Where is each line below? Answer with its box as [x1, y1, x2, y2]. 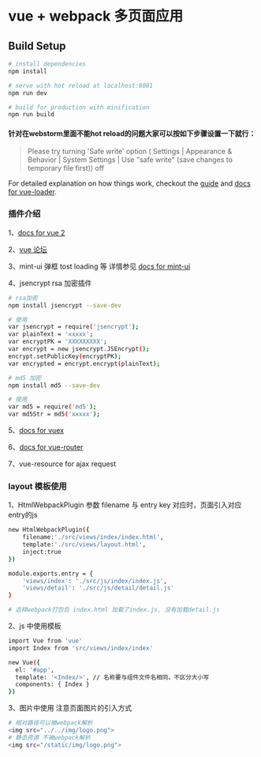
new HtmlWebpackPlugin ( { [8, 526, 90, 534]
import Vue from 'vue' [8, 637, 83, 645]
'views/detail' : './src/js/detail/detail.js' [22, 584, 175, 593]
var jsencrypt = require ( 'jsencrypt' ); [8, 323, 140, 331]
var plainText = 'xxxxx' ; [8, 330, 93, 338]
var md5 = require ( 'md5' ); [8, 403, 97, 411]
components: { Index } [15, 680, 90, 688]
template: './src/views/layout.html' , [22, 540, 147, 549]
